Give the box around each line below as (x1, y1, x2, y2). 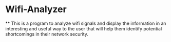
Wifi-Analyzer (5, 4, 67, 15)
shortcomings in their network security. (5, 31, 89, 37)
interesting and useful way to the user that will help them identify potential (5, 25, 162, 31)
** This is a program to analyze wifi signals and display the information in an (5, 20, 166, 26)
